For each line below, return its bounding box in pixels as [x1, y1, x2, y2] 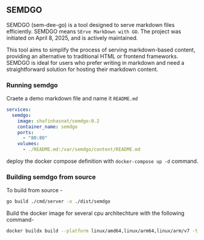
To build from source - [6, 187, 63, 194]
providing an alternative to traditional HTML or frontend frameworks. [6, 52, 178, 60]
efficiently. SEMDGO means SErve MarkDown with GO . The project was [6, 28, 181, 35]
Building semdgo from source [6, 173, 97, 181]
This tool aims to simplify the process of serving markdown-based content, [6, 46, 195, 53]
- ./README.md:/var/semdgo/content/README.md [22, 146, 140, 152]
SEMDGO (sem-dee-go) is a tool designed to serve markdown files [6, 21, 175, 28]
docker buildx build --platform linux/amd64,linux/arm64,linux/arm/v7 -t [6, 228, 199, 234]
